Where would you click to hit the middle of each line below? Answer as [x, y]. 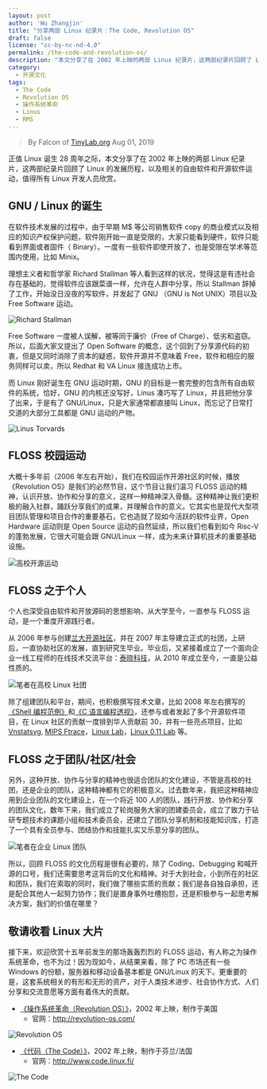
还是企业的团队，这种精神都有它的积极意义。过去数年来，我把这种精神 [137, 790]
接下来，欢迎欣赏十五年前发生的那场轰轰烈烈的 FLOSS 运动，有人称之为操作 [133, 951]
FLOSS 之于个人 [47, 590]
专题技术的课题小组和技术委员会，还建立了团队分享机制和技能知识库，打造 [137, 820]
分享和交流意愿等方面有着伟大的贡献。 [71, 991]
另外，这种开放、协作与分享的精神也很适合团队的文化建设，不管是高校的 [126, 780]
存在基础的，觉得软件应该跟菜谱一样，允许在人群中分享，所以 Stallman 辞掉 [132, 283]
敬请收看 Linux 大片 [56, 931]
